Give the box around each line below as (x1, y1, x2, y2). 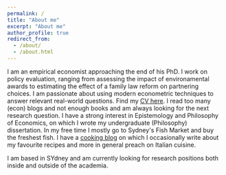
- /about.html (13, 49, 54, 56)
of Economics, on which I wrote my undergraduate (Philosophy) (7, 119, 188, 127)
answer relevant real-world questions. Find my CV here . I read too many (7, 96, 211, 105)
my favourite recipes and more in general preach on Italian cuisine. (7, 141, 196, 149)
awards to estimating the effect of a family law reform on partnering (7, 82, 199, 90)
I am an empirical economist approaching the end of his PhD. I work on (7, 67, 208, 76)
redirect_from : (7, 36, 51, 43)
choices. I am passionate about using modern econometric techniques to (7, 89, 214, 97)
